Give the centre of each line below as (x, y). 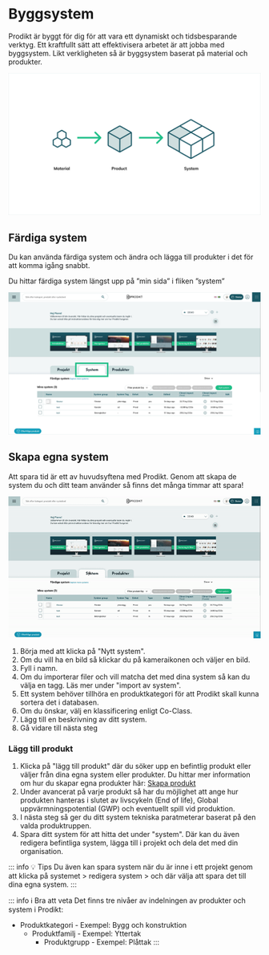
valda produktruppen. (56, 826)
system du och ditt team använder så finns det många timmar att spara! (126, 485)
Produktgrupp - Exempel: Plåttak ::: (102, 942)
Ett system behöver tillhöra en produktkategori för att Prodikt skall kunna (139, 694)
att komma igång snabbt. (49, 266)
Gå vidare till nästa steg (59, 728)
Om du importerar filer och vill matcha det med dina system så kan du (135, 677)
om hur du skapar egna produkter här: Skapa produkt (108, 783)
